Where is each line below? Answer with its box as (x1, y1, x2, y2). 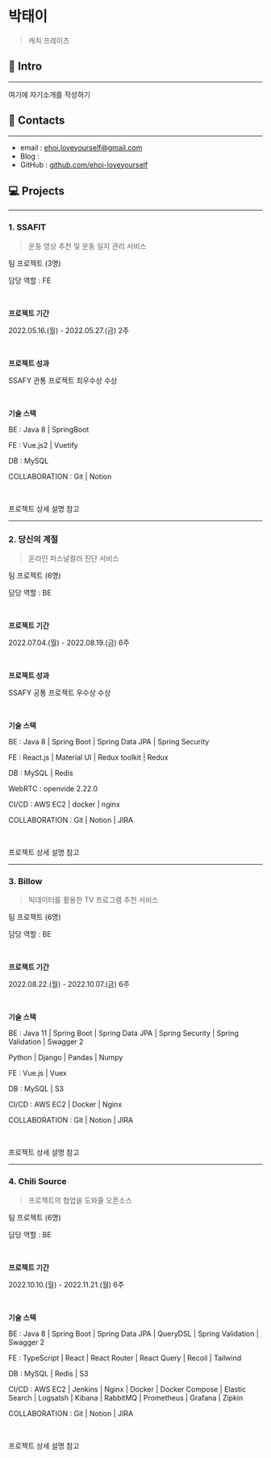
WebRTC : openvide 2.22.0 (8, 783, 98, 793)
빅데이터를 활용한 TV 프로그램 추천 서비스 (27, 895, 159, 905)
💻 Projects (8, 183, 65, 198)
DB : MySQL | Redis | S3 (8, 1368, 89, 1378)
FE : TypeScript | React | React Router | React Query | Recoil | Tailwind (8, 1353, 242, 1363)
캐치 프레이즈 (27, 36, 70, 45)
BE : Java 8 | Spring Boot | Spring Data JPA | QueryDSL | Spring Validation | (8, 1329, 260, 1338)
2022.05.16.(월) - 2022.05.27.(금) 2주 (8, 325, 130, 335)
